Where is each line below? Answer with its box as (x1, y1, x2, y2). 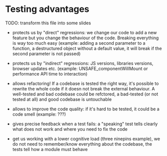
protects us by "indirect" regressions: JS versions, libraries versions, (12, 60, 154, 66)
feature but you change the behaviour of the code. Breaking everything (12, 35, 159, 41)
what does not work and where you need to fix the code (12, 126, 128, 132)
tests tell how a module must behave (12, 146, 88, 152)
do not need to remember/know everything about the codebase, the (12, 141, 152, 147)
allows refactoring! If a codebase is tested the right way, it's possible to (12, 80, 159, 86)
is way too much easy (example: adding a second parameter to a (12, 40, 146, 46)
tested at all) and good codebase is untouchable (12, 96, 112, 102)
